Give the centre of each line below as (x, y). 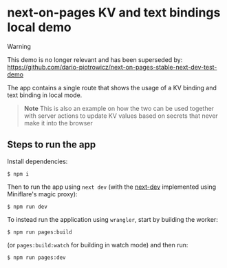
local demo (40, 27)
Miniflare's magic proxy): (42, 194)
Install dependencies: (37, 161)
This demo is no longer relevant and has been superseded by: (95, 59)
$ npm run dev (28, 207)
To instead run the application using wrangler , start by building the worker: (112, 219)
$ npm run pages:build (40, 232)
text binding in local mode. (45, 95)
